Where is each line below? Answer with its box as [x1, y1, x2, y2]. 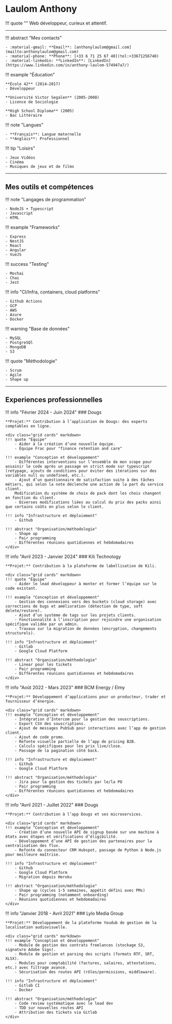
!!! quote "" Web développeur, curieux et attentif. [5, 20, 107, 26]
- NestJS [5, 239, 24, 244]
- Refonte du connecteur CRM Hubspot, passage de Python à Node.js [14, 847, 161, 852]
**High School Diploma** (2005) [5, 108, 74, 113]
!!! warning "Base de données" [5, 326, 70, 332]
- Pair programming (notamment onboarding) [14, 892, 109, 898]
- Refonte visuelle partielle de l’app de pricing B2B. [14, 739, 137, 744]
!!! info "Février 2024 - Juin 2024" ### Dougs [5, 409, 102, 415]
